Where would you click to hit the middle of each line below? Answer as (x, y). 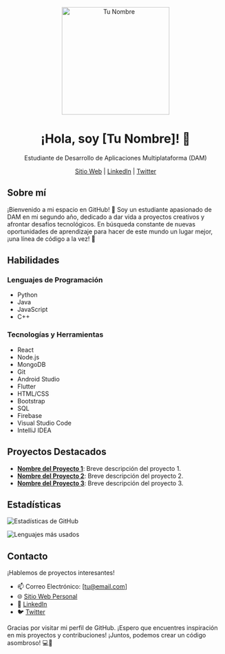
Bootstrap (31, 401)
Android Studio (38, 379)
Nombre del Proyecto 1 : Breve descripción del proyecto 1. (99, 468)
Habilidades (33, 261)
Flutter (26, 386)
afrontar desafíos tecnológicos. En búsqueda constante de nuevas (101, 224)
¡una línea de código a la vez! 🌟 (51, 239)
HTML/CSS (33, 393)
